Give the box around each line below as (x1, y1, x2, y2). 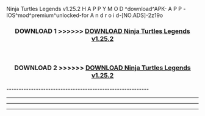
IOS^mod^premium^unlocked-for (6, 12, 89, 19)
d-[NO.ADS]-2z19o (115, 12, 164, 19)
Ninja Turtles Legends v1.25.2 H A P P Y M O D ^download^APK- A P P (6, 5, 182, 12)
